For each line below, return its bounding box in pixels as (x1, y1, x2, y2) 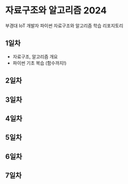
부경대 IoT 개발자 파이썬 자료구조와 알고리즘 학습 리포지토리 (5, 22, 123, 29)
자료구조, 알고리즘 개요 (12, 53, 58, 59)
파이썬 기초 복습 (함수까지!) (12, 60, 67, 66)
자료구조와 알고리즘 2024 (5, 5, 107, 16)
